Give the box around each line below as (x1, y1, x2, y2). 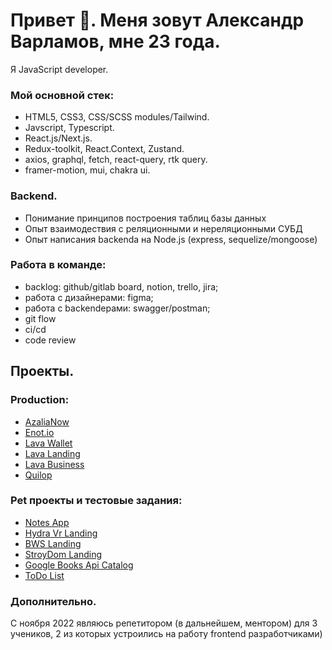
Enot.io (24, 426, 55, 438)
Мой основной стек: (10, 88, 115, 102)
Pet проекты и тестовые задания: (10, 494, 183, 508)
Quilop (24, 469, 53, 481)
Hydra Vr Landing (24, 527, 98, 539)
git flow (24, 312, 57, 324)
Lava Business (24, 458, 85, 470)
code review (24, 334, 77, 346)
